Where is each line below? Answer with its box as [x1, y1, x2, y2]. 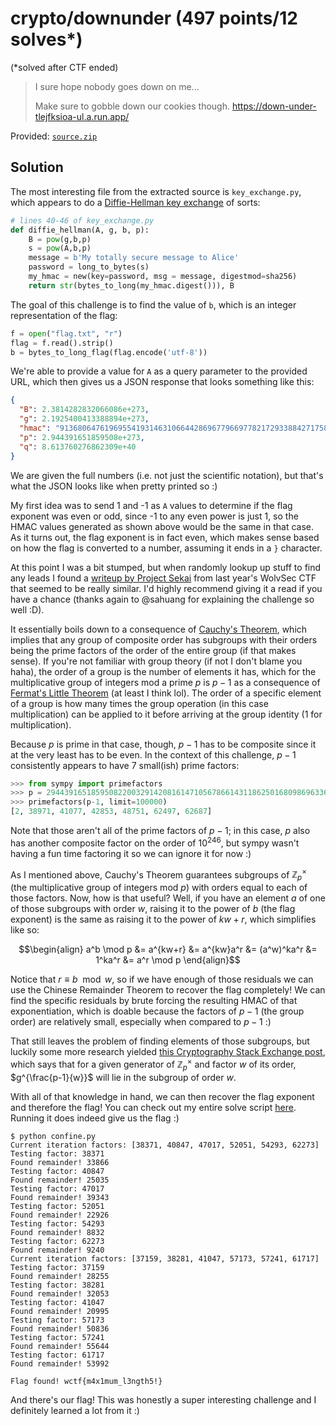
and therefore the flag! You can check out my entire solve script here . [10, 1101, 297, 1113]
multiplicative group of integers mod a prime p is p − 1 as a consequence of [10, 676, 321, 688]
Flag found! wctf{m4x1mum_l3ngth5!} [10, 1376, 163, 1386]
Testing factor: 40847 [10, 1166, 105, 1176]
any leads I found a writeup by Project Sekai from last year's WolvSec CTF [10, 572, 317, 584]
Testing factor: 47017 [10, 1183, 105, 1194]
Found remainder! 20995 [10, 1306, 110, 1316]
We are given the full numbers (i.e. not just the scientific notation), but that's [10, 469, 324, 481]
